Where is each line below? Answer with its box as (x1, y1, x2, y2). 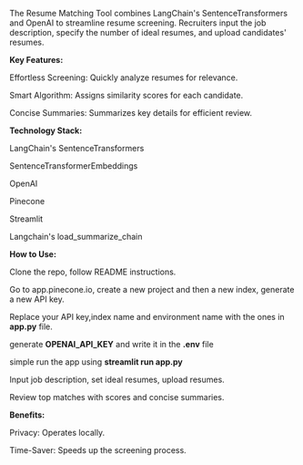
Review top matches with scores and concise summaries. (9, 392, 225, 402)
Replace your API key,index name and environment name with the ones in (9, 312, 285, 322)
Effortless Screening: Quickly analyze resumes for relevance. (9, 72, 238, 83)
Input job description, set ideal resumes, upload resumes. (9, 374, 225, 385)
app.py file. (9, 321, 53, 332)
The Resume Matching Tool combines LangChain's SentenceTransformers (9, 8, 288, 18)
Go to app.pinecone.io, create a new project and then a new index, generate (9, 284, 295, 294)
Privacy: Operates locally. (9, 428, 106, 438)
